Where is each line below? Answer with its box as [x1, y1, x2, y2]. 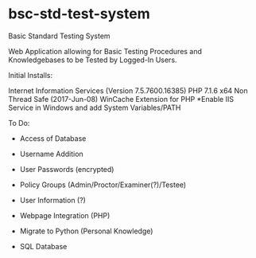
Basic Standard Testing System [8, 31, 111, 41]
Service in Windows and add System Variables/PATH [8, 103, 181, 112]
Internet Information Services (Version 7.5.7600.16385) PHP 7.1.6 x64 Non [8, 85, 248, 96]
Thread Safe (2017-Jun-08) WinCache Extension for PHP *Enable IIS [8, 94, 235, 104]
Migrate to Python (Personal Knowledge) [19, 226, 153, 236]
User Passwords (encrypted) [19, 164, 114, 174]
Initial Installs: [8, 70, 53, 80]
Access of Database [19, 133, 87, 143]
